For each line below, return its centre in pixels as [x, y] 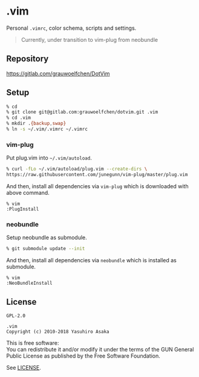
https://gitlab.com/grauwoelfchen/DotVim [58, 73]
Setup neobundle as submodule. [47, 237]
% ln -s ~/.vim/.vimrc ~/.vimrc [47, 129]
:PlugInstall [23, 209]
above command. [28, 192]
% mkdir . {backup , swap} [36, 124]
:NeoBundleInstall [29, 284]
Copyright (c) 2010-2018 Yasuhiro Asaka [58, 331]
